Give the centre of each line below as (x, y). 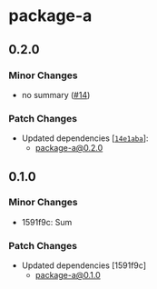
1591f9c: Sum (47, 222)
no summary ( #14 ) (56, 95)
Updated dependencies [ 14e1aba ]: (85, 138)
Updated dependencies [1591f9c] (84, 265)
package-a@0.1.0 (68, 275)
